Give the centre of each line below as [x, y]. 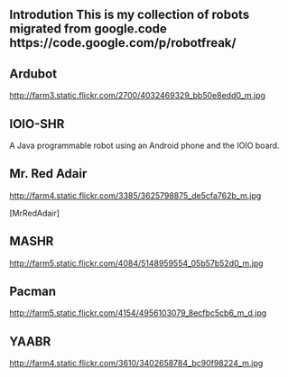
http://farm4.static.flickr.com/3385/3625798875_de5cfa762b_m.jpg [135, 195]
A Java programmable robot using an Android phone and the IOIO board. [144, 146]
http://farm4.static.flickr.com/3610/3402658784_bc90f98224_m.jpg [136, 363]
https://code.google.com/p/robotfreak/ [123, 43]
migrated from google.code [88, 29]
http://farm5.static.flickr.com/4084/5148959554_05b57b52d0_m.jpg [136, 263]
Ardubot [33, 74]
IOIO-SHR [37, 124]
